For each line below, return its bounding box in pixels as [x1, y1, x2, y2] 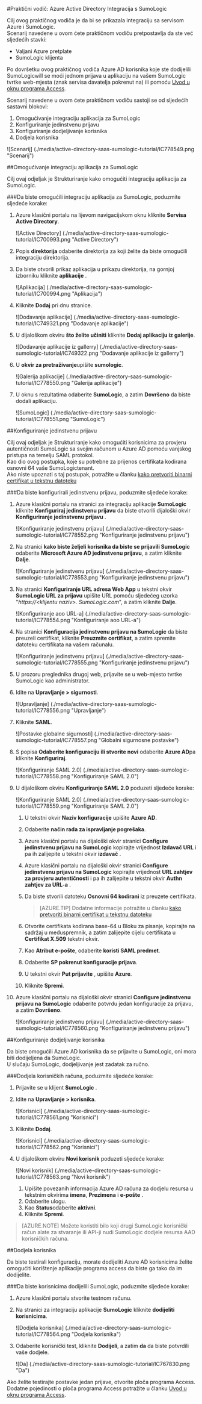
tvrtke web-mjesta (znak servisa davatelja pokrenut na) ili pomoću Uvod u [7, 78, 190, 86]
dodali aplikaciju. [15, 398, 58, 404]
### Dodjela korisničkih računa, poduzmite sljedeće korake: [7, 1072, 154, 1079]
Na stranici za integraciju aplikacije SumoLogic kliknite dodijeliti [15, 1306, 175, 1313]
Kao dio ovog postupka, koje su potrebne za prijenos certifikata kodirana [7, 458, 187, 465]
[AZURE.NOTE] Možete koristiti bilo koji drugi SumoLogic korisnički [21, 1222, 188, 1229]
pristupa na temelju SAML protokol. [7, 452, 94, 458]
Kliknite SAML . [15, 719, 53, 725]
